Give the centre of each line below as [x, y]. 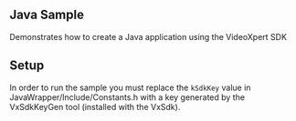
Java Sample [47, 15]
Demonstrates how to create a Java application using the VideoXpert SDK [148, 36]
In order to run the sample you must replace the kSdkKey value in [130, 87]
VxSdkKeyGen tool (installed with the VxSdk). [95, 106]
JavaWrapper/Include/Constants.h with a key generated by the [127, 97]
